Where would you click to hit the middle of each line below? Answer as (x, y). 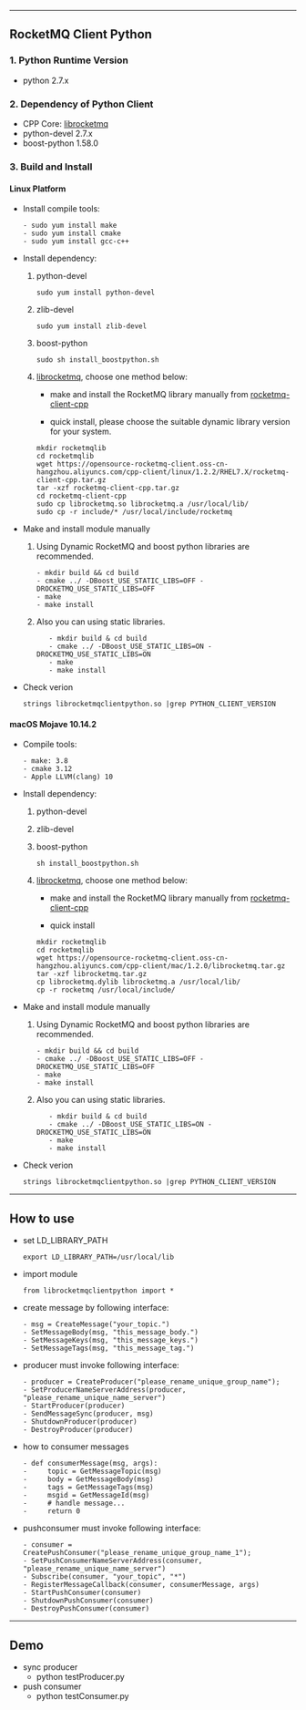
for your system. (81, 432)
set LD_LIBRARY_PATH (65, 1241)
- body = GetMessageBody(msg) (88, 1479)
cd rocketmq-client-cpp (82, 496)
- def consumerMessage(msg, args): (90, 1464)
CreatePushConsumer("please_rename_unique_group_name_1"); (137, 1553)
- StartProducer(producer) (74, 1406)
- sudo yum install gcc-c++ (76, 242)
